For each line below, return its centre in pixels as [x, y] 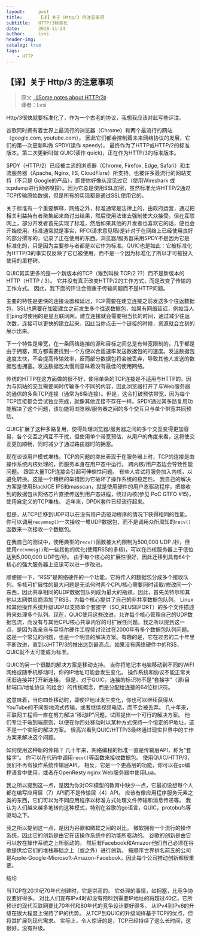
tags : [13, 51]
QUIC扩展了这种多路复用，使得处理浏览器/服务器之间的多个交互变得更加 [95, 429]
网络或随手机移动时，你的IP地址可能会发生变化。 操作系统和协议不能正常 [96, 672]
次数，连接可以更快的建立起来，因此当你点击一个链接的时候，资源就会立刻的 [100, 323]
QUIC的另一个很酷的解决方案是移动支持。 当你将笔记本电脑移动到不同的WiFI [100, 665]
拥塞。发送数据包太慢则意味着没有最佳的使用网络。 [85, 366]
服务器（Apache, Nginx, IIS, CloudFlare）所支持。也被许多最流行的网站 [99, 173]
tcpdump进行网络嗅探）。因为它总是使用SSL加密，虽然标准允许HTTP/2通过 [98, 188]
